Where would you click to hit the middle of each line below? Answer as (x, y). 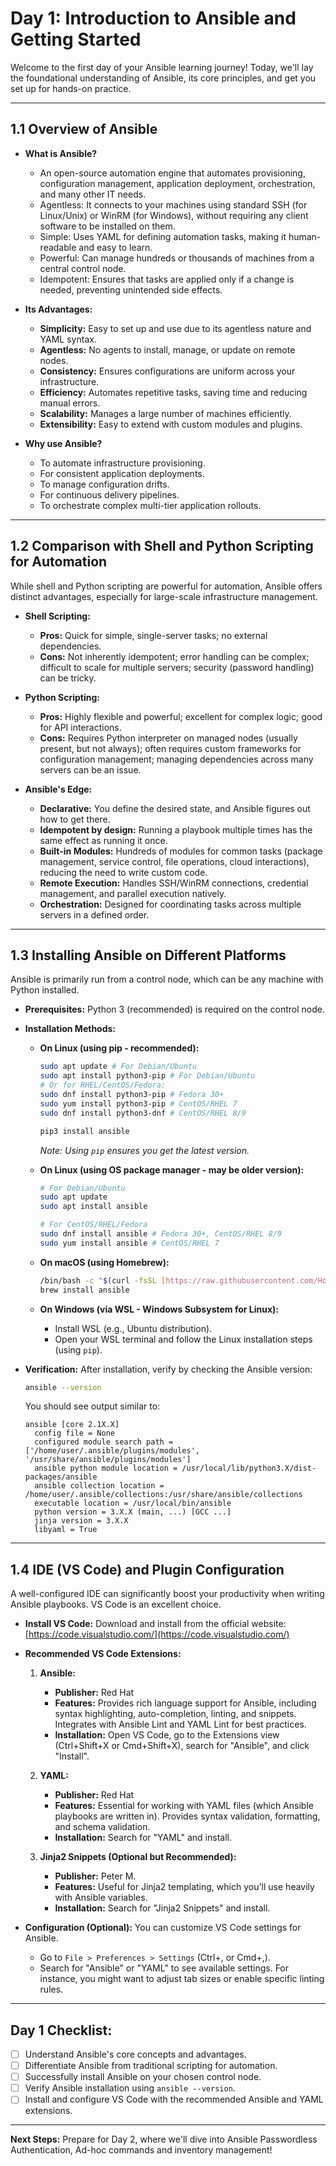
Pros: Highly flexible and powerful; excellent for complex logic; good (181, 716)
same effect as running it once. (103, 840)
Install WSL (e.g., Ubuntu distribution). (133, 1328)
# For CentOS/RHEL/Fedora (93, 1225)
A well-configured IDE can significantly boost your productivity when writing (167, 1594)
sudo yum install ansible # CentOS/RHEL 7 (129, 1243)
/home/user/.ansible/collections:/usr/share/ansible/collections (163, 1495)
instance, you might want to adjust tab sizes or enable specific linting (182, 1979)
